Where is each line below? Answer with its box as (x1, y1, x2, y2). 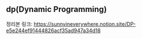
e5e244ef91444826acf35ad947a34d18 (6, 27, 101, 34)
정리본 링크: (6, 20, 33, 28)
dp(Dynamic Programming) (6, 5, 107, 14)
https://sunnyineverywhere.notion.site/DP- (34, 20, 136, 28)
